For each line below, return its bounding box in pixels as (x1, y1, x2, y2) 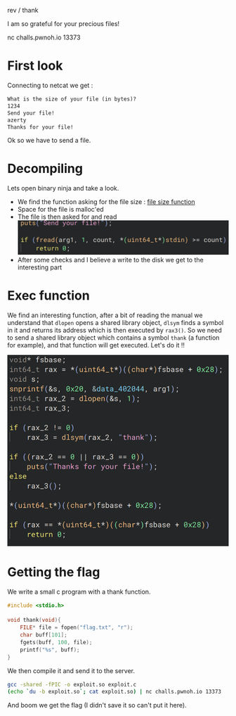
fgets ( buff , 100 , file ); (20, 639, 93, 646)
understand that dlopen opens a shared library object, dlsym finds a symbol (7, 319, 224, 327)
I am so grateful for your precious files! (7, 20, 120, 27)
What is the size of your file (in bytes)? (7, 95, 137, 103)
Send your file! (7, 109, 55, 117)
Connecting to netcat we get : (7, 81, 93, 89)
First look (7, 58, 63, 74)
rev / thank (7, 6, 39, 14)
